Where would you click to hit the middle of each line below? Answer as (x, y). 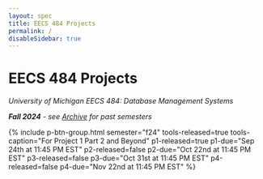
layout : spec (30, 16)
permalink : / (30, 31)
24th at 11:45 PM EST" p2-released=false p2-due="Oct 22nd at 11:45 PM (130, 150)
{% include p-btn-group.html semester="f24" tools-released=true (119, 132)
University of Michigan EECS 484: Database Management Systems (121, 101)
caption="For (30, 141)
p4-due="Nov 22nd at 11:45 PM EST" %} (128, 167)
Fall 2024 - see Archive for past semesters (80, 117)
